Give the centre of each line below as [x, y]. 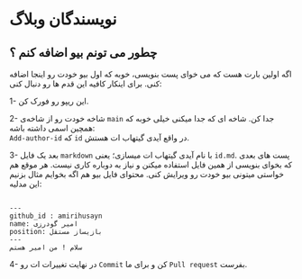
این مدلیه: [26, 184]
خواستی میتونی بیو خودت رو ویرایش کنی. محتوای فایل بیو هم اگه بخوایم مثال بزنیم [146, 174]
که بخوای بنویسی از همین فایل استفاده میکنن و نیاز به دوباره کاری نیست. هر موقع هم [151, 165]
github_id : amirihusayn [56, 216]
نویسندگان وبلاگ [63, 19]
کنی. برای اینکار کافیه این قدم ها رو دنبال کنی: [86, 84]
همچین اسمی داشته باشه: [52, 128]
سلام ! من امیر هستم [46, 247]
